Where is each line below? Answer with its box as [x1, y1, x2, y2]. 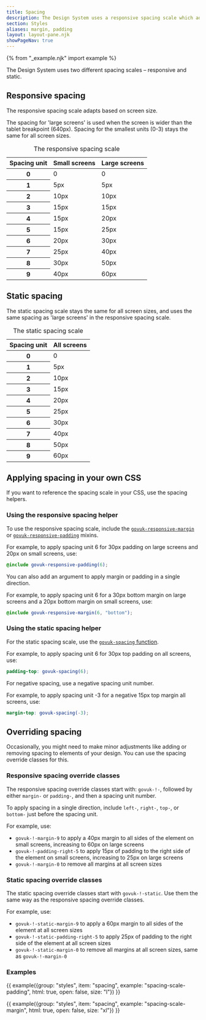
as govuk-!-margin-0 [15, 952, 67, 960]
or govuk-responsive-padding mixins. [6, 531, 99, 539]
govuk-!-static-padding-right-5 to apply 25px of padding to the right [15, 933, 192, 940]
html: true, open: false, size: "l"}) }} [32, 988, 121, 995]
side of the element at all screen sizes [15, 939, 112, 946]
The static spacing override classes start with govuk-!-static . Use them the [6, 889, 198, 897]
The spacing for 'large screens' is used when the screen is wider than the [6, 119, 193, 126]
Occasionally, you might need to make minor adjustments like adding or [6, 743, 187, 750]
